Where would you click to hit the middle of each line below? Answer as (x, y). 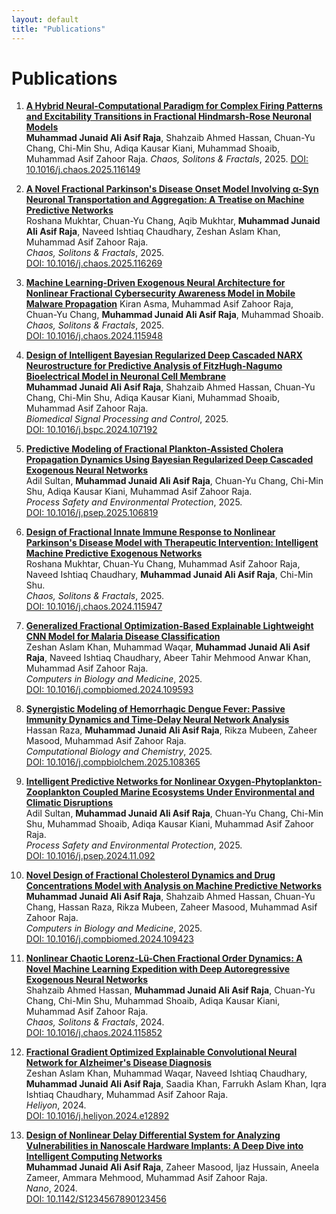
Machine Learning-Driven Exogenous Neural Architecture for (155, 283)
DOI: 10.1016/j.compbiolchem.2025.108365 (113, 762)
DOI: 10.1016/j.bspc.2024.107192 (91, 430)
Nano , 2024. (51, 1188)
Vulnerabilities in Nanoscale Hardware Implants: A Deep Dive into (164, 1146)
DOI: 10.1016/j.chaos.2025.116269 (94, 263)
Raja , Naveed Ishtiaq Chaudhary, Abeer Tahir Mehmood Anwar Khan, (168, 658)
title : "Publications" (58, 29)
